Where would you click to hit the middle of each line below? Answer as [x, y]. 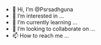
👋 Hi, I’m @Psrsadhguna [43, 9]
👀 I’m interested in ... [38, 16]
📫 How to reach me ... [40, 36]
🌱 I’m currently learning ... [45, 22]
